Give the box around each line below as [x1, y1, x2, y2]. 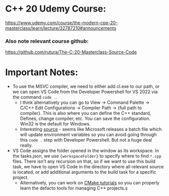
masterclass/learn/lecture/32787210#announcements [5, 25, 117, 31]
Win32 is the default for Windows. [20, 121, 91, 127]
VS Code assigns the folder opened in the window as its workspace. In [12, 148, 159, 154]
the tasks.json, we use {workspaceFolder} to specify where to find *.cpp [12, 153, 162, 159]
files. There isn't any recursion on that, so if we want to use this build [12, 158, 156, 164]
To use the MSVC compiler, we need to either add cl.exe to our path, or [12, 84, 160, 90]
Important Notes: [5, 67, 78, 78]
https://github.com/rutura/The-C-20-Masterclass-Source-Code [5, 49, 137, 55]
